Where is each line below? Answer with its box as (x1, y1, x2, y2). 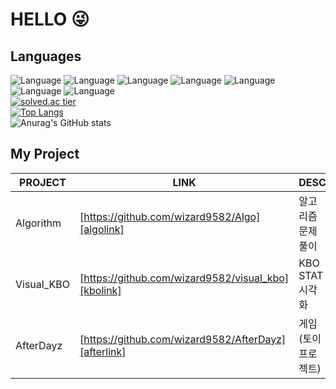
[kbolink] (79, 283, 122, 297)
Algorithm (15, 216, 62, 230)
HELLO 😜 (10, 8, 90, 31)
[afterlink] (79, 344, 127, 358)
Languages (10, 48, 82, 65)
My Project (10, 146, 80, 163)
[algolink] (79, 222, 125, 236)
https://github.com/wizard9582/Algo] (83, 209, 261, 223)
